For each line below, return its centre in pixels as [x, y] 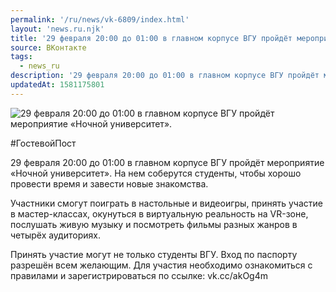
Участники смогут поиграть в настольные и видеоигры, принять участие [166, 203]
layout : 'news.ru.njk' [57, 29]
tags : [21, 57]
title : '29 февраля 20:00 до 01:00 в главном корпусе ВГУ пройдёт [151, 38]
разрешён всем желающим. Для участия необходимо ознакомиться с [161, 265]
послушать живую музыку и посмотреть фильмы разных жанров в [154, 224]
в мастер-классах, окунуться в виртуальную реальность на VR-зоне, [159, 213]
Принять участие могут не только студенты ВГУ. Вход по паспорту [154, 254]
